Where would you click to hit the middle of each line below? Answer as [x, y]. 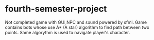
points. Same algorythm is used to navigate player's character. [68, 32]
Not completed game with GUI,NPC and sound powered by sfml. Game [76, 22]
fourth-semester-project [56, 9]
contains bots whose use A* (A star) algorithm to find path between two [77, 27]
